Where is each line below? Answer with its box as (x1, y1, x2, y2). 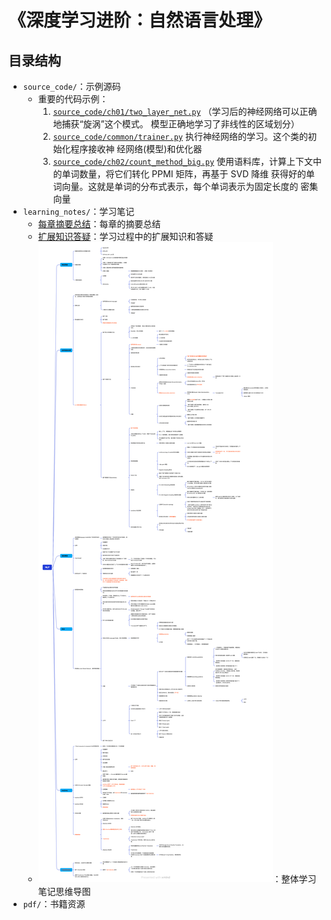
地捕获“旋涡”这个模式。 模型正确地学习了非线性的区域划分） (52, 118, 300, 130)
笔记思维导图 (37, 886, 91, 897)
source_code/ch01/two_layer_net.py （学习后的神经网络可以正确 (52, 106, 318, 117)
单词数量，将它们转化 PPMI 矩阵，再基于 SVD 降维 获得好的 (61, 168, 307, 180)
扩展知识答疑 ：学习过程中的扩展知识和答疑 (37, 231, 214, 242)
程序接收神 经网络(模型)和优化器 (70, 143, 203, 155)
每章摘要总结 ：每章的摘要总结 (37, 218, 161, 230)
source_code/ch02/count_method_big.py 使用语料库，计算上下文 (52, 156, 314, 167)
